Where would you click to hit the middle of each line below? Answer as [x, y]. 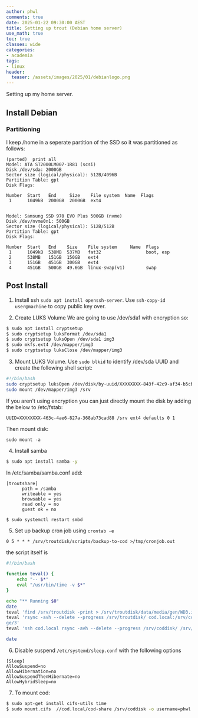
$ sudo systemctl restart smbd [44, 519]
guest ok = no [39, 509]
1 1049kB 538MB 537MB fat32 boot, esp [89, 252]
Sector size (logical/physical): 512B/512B [60, 226]
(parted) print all [32, 159]
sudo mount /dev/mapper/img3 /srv [49, 390]
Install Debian [32, 113]
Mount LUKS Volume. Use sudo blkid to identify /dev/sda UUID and [97, 361]
